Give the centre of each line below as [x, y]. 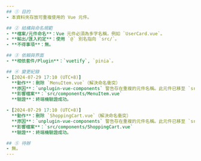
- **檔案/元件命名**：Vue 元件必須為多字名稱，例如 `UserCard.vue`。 [86, 33]
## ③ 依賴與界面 [25, 55]
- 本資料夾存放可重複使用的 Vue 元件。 [49, 17]
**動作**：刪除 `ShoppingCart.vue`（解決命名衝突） [71, 116]
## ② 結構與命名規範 [29, 28]
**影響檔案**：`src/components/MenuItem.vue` [67, 94]
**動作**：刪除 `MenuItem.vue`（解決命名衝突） [66, 83]
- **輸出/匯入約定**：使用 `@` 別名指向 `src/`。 [63, 39]
